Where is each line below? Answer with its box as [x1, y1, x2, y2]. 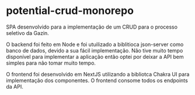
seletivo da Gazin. [6, 29, 50, 36]
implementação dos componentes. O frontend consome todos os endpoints [6, 77, 188, 84]
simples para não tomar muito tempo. [6, 59, 96, 66]
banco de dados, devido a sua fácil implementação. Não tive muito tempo [6, 47, 183, 54]
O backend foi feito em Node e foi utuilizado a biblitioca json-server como [6, 41, 184, 48]
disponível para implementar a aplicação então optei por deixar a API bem [6, 53, 184, 60]
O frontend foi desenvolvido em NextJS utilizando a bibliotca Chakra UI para [6, 71, 190, 78]
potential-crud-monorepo [6, 4, 134, 17]
